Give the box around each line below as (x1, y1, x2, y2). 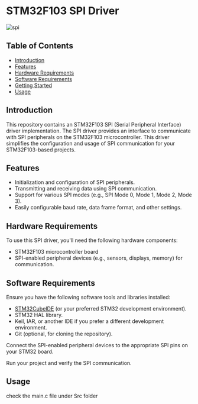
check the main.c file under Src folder (6, 392, 98, 399)
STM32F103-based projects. (6, 146, 76, 153)
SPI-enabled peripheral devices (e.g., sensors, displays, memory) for (14, 254, 183, 261)
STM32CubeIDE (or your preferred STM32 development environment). (14, 305, 187, 312)
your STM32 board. (6, 348, 54, 355)
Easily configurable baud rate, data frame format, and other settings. (14, 204, 182, 211)
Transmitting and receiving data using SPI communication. (14, 185, 157, 192)
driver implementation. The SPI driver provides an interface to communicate (6, 127, 191, 134)
